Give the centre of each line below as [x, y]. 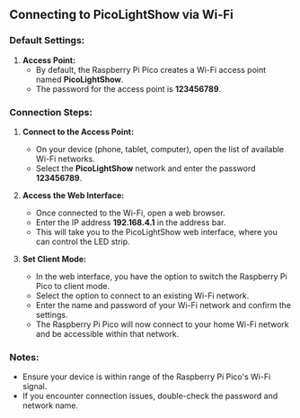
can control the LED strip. [83, 241]
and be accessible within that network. [107, 333]
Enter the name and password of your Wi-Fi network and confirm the [163, 304]
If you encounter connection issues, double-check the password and [150, 396]
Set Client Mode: [54, 259]
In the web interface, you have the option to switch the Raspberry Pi [161, 276]
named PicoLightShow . [79, 79]
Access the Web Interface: [73, 195]
